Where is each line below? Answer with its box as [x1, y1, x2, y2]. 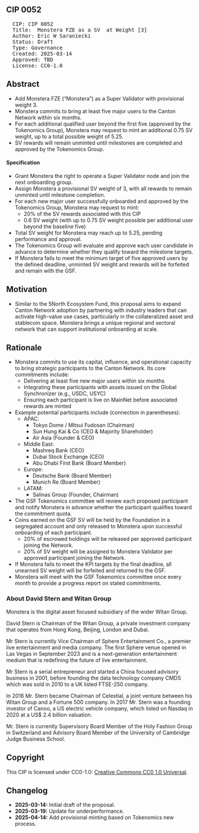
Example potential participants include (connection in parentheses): [14, 409, 181, 416]
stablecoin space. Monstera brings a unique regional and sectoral [14, 319, 176, 326]
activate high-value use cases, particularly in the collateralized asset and [14, 312, 194, 320]
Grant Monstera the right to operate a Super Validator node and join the [14, 172, 189, 179]
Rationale [6, 343, 42, 353]
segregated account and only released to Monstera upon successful [14, 523, 182, 530]
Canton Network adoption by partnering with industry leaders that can [14, 306, 187, 314]
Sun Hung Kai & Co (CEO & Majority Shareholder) [32, 428, 153, 435]
